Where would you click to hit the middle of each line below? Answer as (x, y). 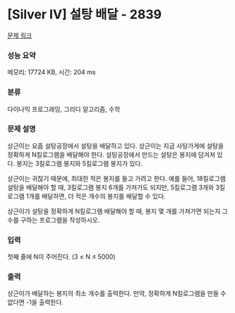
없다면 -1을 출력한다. (36, 302)
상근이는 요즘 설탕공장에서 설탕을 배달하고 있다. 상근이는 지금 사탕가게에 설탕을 (116, 146)
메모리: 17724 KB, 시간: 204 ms (52, 72)
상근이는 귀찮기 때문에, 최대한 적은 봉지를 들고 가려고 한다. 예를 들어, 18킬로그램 (116, 178)
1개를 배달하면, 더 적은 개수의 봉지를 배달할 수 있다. (96, 196)
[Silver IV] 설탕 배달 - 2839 (85, 14)
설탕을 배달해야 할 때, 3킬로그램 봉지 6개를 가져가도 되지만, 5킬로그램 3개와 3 (114, 187)
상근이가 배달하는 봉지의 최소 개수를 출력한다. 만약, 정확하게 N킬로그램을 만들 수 (117, 293)
